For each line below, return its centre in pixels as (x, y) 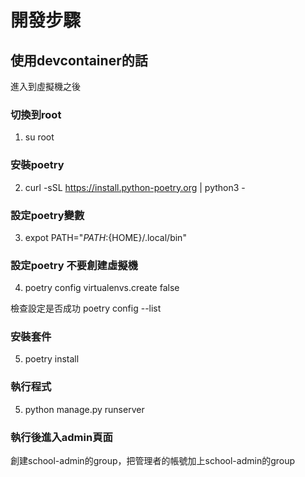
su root (39, 137)
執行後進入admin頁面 (61, 437)
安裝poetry (37, 165)
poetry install (52, 359)
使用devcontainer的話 (79, 60)
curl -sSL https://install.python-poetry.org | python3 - (135, 187)
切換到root (36, 114)
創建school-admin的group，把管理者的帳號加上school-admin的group (153, 461)
